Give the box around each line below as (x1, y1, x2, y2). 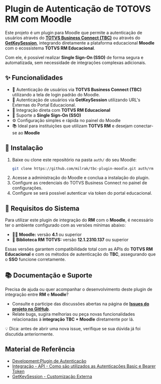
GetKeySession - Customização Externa (12, 373, 92, 379)
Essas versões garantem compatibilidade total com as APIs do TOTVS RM (5, 246, 153, 252)
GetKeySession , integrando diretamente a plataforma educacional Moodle (5, 40, 155, 46)
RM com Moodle (5, 14, 72, 25)
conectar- (133, 123, 154, 129)
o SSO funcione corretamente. (5, 257, 66, 262)
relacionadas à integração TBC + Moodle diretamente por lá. (12, 316, 134, 323)
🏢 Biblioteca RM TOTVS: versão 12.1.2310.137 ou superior (12, 237, 129, 243)
